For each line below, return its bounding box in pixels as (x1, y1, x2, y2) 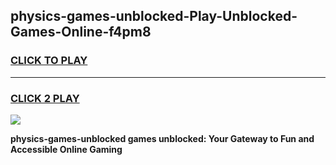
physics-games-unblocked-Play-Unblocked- (10, 8, 298, 25)
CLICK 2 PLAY (10, 91, 80, 105)
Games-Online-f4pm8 (10, 24, 152, 41)
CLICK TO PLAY (10, 54, 88, 68)
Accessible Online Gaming (10, 143, 123, 155)
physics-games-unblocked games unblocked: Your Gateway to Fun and (10, 132, 315, 144)
